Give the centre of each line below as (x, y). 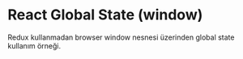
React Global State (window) (105, 15)
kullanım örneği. (34, 45)
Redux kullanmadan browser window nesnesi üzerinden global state (121, 37)
